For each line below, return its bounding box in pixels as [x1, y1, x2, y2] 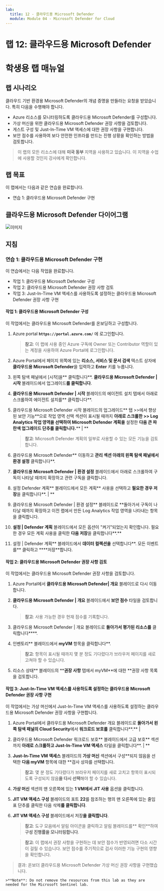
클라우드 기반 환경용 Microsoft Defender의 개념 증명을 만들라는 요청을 [5, 98, 139, 103]
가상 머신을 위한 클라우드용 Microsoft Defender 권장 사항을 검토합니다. [12, 120, 148, 126]
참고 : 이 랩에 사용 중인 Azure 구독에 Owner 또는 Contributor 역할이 [24, 341, 153, 347]
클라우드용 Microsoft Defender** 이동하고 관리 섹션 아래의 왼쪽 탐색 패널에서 [12, 452, 159, 458]
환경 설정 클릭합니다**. [12, 458, 55, 464]
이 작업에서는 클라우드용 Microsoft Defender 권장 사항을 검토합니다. [5, 570, 136, 576]
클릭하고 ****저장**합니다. [22, 547, 73, 553]
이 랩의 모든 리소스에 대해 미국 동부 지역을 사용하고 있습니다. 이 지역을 [17, 149, 150, 155]
